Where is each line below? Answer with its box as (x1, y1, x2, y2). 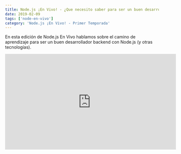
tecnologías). (5, 44, 32, 50)
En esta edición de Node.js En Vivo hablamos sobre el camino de (5, 34, 136, 40)
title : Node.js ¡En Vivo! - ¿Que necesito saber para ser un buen (5, 7, 143, 12)
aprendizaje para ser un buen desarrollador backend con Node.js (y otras (5, 39, 153, 45)
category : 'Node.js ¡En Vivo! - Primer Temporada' (5, 20, 110, 26)
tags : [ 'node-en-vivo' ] (5, 16, 54, 21)
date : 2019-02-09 (5, 12, 40, 17)
